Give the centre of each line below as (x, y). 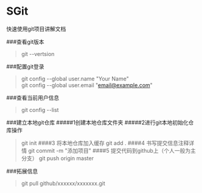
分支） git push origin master (57, 158)
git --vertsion (38, 54)
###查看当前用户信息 (33, 97)
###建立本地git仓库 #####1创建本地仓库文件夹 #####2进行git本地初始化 (97, 122)
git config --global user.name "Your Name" (75, 79)
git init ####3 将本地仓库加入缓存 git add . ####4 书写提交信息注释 (105, 143)
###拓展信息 (22, 171)
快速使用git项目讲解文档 (36, 29)
